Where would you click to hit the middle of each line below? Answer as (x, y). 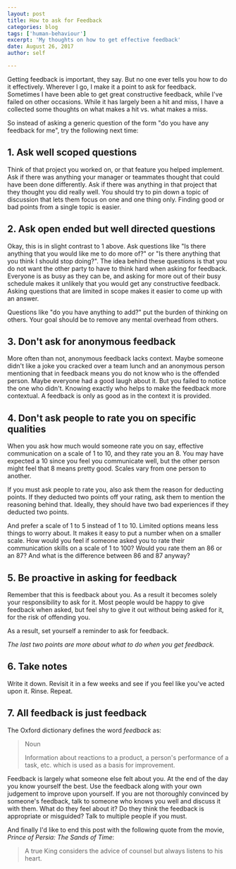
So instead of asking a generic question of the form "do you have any (108, 123)
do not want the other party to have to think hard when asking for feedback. (117, 268)
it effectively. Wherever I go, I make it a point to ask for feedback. (102, 87)
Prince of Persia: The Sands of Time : (61, 837)
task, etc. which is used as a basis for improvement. (100, 765)
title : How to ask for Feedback (55, 20)
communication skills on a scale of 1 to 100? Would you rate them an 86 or (115, 548)
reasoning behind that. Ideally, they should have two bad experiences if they (118, 505)
